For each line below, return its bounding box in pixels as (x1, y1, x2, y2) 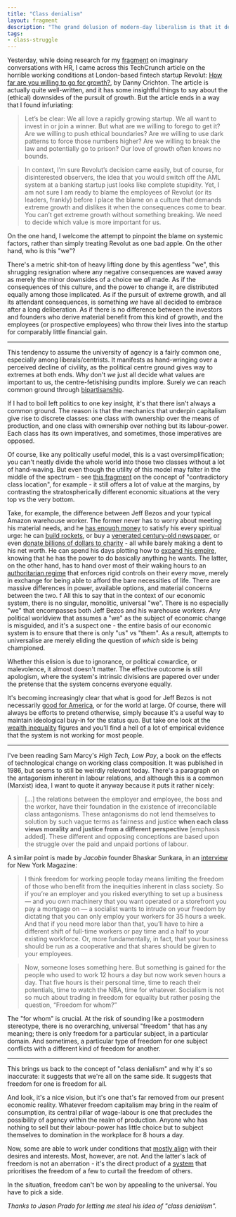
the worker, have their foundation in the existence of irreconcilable (24, 802, 217, 811)
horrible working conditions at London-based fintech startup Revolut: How (7, 71, 223, 80)
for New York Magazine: (7, 861, 77, 869)
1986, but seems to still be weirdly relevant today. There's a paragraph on (7, 766, 220, 775)
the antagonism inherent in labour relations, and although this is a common (7, 773, 223, 783)
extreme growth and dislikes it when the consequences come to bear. (24, 203, 227, 212)
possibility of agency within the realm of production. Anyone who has (7, 1115, 209, 1125)
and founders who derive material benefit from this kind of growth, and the (7, 313, 223, 322)
